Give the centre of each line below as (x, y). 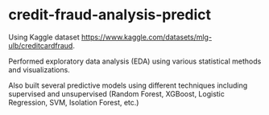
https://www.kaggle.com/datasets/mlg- (146, 37)
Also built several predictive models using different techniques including (128, 85)
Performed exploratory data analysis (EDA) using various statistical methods (135, 61)
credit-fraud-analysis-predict (110, 15)
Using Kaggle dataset (44, 37)
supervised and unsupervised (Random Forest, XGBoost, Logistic (117, 93)
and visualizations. (39, 69)
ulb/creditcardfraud (41, 45)
